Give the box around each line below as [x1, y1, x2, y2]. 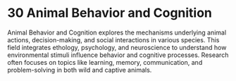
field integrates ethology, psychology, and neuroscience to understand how [7, 43, 227, 51]
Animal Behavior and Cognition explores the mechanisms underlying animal [7, 28, 227, 37]
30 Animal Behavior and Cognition [7, 5, 213, 21]
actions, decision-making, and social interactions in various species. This [7, 35, 220, 44]
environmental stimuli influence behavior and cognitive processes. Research [7, 51, 229, 59]
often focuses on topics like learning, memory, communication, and [7, 58, 203, 66]
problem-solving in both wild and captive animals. [7, 66, 152, 74]
